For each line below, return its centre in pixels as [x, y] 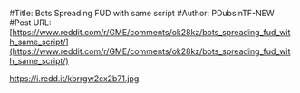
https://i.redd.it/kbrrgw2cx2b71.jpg [74, 79]
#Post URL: [30, 23]
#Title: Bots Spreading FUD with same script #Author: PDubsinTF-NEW [142, 13]
